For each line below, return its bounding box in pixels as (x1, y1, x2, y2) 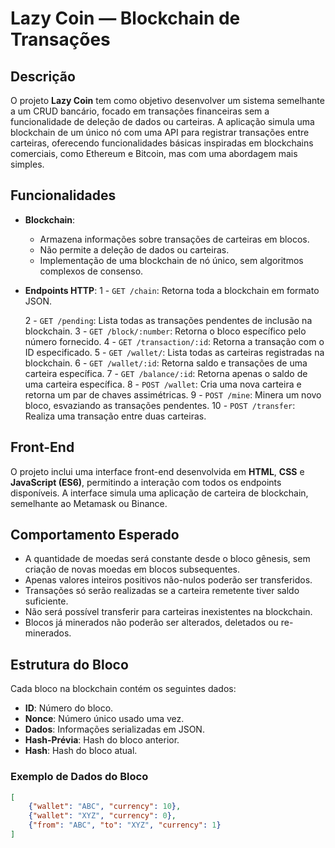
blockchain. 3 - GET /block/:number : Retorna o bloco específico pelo (24, 325, 307, 337)
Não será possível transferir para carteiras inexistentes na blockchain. (24, 606, 313, 618)
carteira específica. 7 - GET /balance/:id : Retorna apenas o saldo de (24, 367, 308, 379)
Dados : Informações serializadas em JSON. (24, 723, 205, 736)
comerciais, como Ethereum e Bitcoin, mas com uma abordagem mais (10, 148, 298, 159)
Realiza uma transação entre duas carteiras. (24, 410, 207, 422)
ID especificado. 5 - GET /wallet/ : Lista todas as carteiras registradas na (24, 346, 325, 358)
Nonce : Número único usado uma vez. (24, 713, 185, 725)
